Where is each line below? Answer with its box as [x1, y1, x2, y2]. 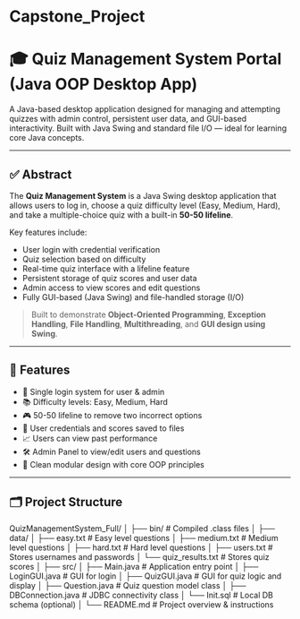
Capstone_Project [9, 6, 146, 27]
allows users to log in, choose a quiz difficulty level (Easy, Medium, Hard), [9, 200, 281, 211]
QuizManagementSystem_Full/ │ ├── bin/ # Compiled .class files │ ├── [9, 522, 275, 534]
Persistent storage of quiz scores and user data [21, 272, 198, 283]
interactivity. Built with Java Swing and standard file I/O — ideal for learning [9, 123, 287, 133]
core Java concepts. [9, 133, 85, 143]
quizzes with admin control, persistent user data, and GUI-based [9, 114, 247, 125]
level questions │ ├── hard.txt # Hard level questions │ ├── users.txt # [9, 542, 274, 553]
